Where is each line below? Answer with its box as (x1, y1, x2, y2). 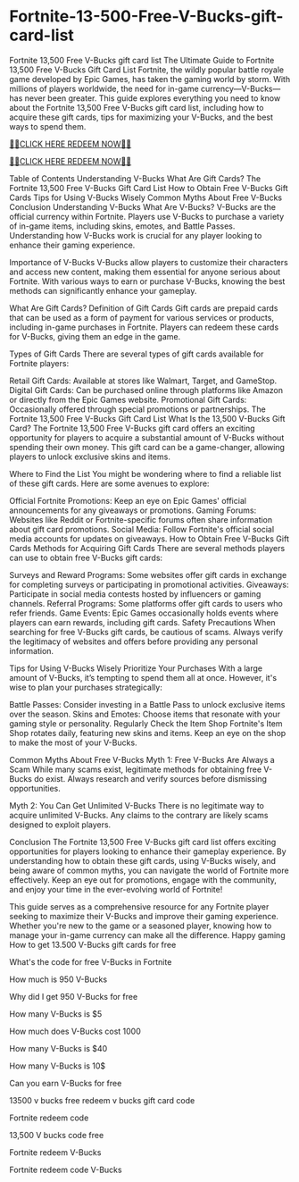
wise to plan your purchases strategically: (9, 682, 162, 692)
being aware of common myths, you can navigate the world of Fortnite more (9, 865, 289, 876)
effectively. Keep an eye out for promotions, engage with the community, (9, 874, 277, 885)
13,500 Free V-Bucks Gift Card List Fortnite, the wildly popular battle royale (9, 64, 284, 75)
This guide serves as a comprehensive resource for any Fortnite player (9, 901, 270, 912)
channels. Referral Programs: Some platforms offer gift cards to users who (9, 598, 283, 608)
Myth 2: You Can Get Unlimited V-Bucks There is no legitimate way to (9, 800, 265, 810)
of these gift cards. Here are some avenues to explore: (9, 478, 210, 489)
